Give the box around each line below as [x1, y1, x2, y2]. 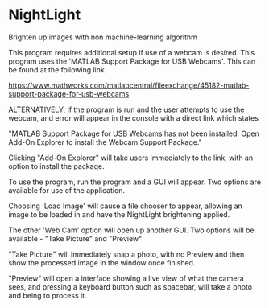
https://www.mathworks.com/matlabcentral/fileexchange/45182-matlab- [8, 80, 250, 90]
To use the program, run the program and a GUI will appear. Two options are [8, 177, 262, 187]
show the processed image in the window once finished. [8, 257, 196, 267]
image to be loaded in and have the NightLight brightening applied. [8, 209, 230, 219]
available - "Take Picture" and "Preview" [8, 233, 143, 243]
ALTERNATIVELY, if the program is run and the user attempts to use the [8, 105, 245, 114]
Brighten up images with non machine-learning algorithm [8, 32, 197, 42]
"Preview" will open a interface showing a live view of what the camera [8, 273, 244, 283]
